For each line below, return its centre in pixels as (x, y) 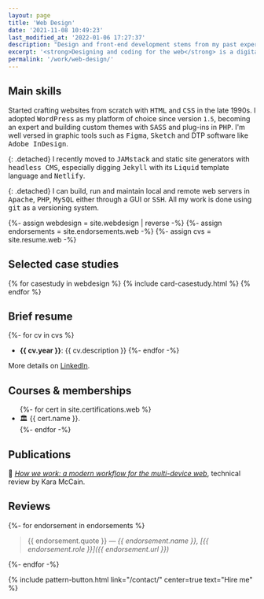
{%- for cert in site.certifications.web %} (85, 409)
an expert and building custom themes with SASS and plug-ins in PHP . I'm (127, 127)
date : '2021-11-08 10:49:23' (56, 30)
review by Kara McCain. (47, 482)
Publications (40, 455)
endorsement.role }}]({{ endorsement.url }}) (98, 549)
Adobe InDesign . (38, 143)
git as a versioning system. (54, 207)
